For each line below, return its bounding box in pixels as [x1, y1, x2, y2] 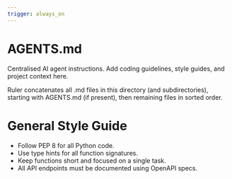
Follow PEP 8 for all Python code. [17, 141, 115, 149]
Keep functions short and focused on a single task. [17, 156, 166, 165]
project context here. [7, 71, 69, 80]
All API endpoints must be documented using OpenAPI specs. [17, 163, 198, 172]
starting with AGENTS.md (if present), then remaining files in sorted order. [7, 93, 223, 101]
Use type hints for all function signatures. [17, 149, 139, 157]
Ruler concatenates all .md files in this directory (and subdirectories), [7, 86, 209, 94]
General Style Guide [7, 117, 127, 134]
